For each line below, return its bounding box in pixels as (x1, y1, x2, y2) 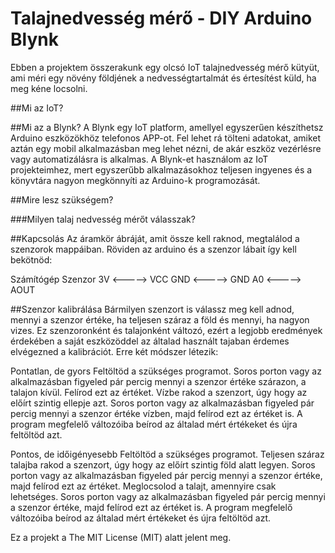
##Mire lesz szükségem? (10, 193, 114, 206)
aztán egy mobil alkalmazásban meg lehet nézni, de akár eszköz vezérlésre (10, 142, 322, 154)
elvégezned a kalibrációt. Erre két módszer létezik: (10, 345, 219, 357)
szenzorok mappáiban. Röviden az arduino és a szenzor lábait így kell (10, 243, 297, 255)
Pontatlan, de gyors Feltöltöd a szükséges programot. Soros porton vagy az (10, 365, 322, 377)
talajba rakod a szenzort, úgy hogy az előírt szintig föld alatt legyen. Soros (10, 458, 316, 471)
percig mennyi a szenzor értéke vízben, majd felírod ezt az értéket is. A (10, 407, 303, 419)
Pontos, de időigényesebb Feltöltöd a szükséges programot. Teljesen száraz (10, 448, 325, 460)
